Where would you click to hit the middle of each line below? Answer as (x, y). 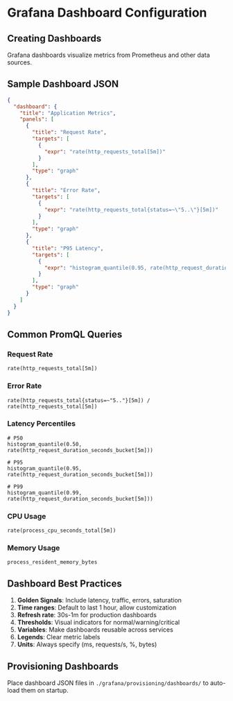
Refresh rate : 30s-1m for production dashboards (87, 615)
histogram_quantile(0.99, (44, 493)
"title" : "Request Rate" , (70, 132)
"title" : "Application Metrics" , (68, 113)
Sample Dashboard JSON (63, 84)
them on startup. (45, 691)
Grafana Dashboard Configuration (107, 13)
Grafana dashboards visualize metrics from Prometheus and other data (109, 55)
